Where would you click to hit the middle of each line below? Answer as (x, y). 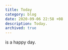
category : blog (21, 14)
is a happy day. (21, 42)
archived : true (21, 28)
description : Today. (27, 24)
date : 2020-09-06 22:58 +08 (34, 19)
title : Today (19, 10)
